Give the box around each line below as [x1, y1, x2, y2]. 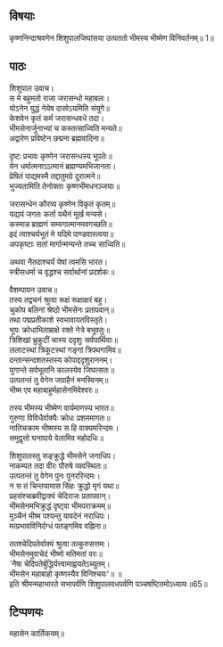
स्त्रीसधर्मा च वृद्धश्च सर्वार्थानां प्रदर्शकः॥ [9, 266, 115, 277]
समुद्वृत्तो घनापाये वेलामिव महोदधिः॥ [9, 432, 104, 443]
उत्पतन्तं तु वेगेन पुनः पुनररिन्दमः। [9, 470, 101, 481]
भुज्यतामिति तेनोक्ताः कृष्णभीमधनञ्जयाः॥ [9, 180, 120, 192]
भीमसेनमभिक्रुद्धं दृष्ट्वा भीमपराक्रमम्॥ [9, 500, 111, 511]
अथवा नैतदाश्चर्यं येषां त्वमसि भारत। [9, 256, 109, 267]
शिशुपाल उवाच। [9, 82, 55, 94]
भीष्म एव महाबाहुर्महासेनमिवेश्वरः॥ [9, 384, 99, 395]
